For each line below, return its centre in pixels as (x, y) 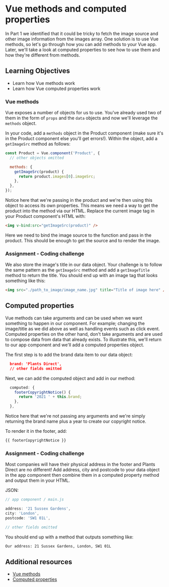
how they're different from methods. (43, 55)
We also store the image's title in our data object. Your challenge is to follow (84, 265)
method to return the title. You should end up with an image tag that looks (81, 276)
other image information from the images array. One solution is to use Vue (82, 39)
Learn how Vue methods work (44, 83)
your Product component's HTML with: (46, 216)
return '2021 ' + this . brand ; (50, 397)
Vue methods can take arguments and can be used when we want (74, 318)
